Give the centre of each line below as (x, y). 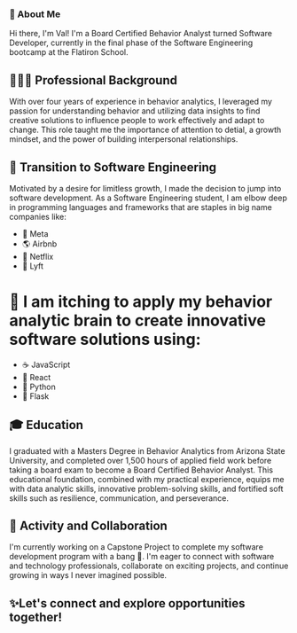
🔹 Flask (35, 396)
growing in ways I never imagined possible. (88, 575)
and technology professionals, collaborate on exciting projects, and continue (149, 566)
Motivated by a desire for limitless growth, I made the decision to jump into (145, 188)
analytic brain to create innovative (137, 320)
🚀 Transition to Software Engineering (113, 167)
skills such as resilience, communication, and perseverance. (119, 498)
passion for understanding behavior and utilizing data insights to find (135, 111)
